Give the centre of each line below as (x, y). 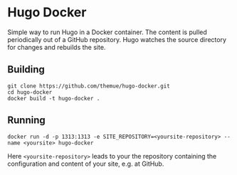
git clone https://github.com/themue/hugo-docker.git (89, 86)
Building (26, 69)
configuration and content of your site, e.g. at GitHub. (86, 164)
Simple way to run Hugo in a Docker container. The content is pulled (107, 32)
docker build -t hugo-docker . (54, 98)
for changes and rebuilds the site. (57, 47)
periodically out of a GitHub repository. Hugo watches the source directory (117, 39)
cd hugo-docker (30, 92)
